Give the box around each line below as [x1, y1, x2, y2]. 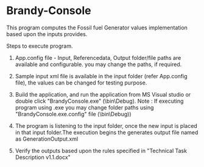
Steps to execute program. [6, 42, 73, 50]
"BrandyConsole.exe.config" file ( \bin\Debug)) [15, 110, 132, 117]
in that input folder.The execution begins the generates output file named [15, 128, 199, 136]
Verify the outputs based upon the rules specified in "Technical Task [15, 147, 188, 154]
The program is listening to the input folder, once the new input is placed [15, 122, 198, 129]
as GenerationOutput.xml [15, 135, 79, 143]
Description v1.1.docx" [15, 154, 71, 161]
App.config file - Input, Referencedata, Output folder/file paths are [15, 54, 181, 61]
